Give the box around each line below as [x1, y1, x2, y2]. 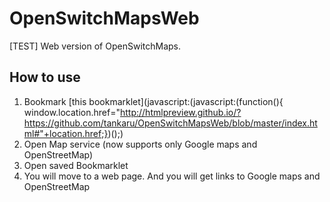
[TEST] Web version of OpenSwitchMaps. [9, 40, 181, 52]
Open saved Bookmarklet [23, 159, 129, 171]
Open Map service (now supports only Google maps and [23, 138, 258, 150]
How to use [9, 69, 81, 86]
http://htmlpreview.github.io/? [119, 106, 242, 118]
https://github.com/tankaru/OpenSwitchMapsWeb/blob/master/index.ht [23, 117, 318, 129]
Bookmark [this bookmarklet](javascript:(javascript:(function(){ [23, 95, 284, 107]
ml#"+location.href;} [23, 127, 109, 139]
